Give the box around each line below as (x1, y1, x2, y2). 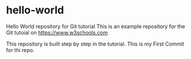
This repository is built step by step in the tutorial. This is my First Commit (6, 40, 185, 47)
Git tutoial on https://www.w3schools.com (6, 29, 108, 36)
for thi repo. (6, 46, 35, 53)
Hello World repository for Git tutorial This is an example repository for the (6, 23, 186, 30)
